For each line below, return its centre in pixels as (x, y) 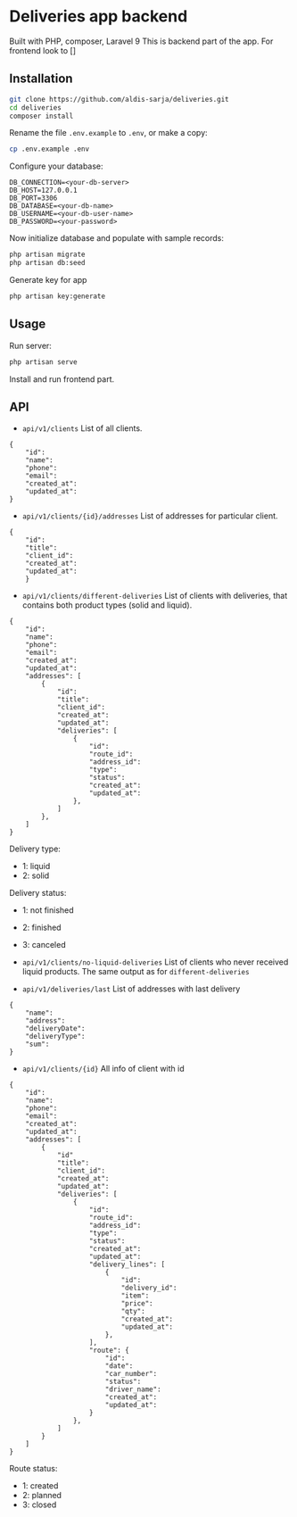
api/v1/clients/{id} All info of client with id (103, 1069)
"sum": (37, 1044)
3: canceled (44, 945)
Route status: (33, 1469)
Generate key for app (48, 280)
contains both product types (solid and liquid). (107, 605)
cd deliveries (36, 108)
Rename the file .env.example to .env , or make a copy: (108, 133)
